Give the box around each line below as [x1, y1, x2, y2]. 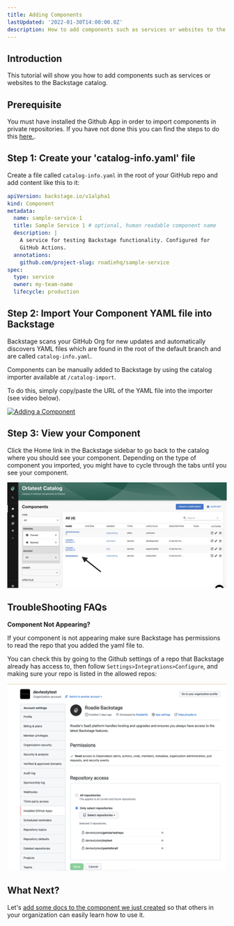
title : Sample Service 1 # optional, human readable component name [13, 222, 217, 230]
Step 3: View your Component [7, 428, 141, 440]
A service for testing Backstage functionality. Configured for [19, 237, 210, 244]
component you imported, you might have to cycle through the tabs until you [7, 461, 227, 469]
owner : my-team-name [13, 281, 73, 288]
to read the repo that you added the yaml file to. [7, 641, 144, 649]
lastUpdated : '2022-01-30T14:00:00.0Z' [7, 18, 123, 26]
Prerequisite [7, 98, 62, 111]
